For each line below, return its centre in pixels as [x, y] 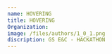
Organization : [28, 27]
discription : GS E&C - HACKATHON [56, 40]
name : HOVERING [30, 14]
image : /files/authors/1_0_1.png [56, 33]
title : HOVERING [31, 20]
